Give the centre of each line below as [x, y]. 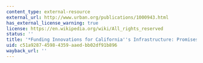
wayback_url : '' [27, 51]
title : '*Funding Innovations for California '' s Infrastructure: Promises [102, 40]
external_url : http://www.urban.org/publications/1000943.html [88, 17]
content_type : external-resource [48, 12]
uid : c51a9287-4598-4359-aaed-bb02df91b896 [62, 46]
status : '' [20, 34]
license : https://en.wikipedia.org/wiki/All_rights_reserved [85, 28]
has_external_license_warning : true [52, 23]
